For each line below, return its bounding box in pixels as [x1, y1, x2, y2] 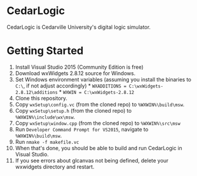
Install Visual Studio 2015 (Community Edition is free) [15, 63, 143, 70]
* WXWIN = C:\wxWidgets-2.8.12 [59, 88, 135, 95]
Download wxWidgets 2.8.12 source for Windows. [15, 69, 136, 77]
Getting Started [6, 44, 84, 57]
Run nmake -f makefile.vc [15, 138, 79, 145]
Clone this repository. [15, 94, 68, 101]
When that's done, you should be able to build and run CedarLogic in [15, 144, 182, 151]
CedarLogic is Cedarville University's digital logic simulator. [6, 23, 151, 31]
